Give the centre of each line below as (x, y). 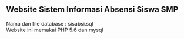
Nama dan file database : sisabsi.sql (50, 23)
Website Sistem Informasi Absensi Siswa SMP (92, 10)
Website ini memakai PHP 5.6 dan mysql (55, 30)
